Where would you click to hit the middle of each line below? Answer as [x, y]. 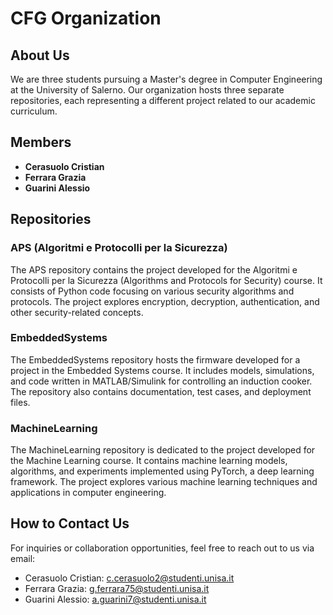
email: [23, 558]
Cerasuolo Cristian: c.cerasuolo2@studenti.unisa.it [129, 578]
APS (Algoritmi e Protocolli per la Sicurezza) [119, 248]
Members [41, 142]
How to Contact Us [70, 523]
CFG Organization [86, 18]
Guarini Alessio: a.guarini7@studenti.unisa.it [115, 599]
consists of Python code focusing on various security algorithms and [152, 291]
